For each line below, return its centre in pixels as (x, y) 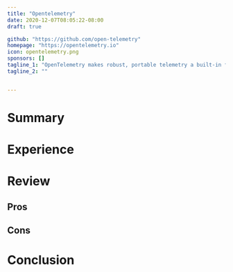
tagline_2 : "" (28, 71)
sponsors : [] (26, 59)
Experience (41, 149)
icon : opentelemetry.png (43, 52)
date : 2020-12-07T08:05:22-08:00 (55, 20)
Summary (36, 118)
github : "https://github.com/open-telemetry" (74, 39)
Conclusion (41, 260)
